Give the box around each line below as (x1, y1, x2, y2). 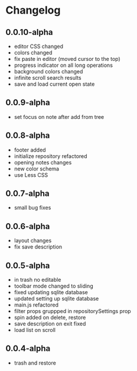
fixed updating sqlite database (14, 289, 88, 296)
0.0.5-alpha (5, 260, 50, 270)
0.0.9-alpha (5, 98, 51, 108)
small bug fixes (14, 204, 51, 211)
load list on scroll (14, 327, 56, 334)
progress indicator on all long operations (14, 62, 113, 69)
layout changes (14, 237, 52, 244)
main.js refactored (14, 301, 58, 308)
